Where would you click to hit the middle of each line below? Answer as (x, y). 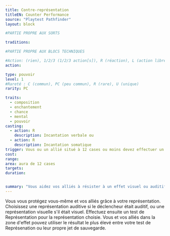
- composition (25, 103)
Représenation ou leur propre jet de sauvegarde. (56, 228)
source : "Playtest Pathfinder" (38, 19)
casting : (14, 126)
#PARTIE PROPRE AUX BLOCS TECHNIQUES (45, 52)
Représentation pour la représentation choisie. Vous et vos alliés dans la (80, 217)
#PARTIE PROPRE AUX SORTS (32, 33)
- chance (19, 112)
